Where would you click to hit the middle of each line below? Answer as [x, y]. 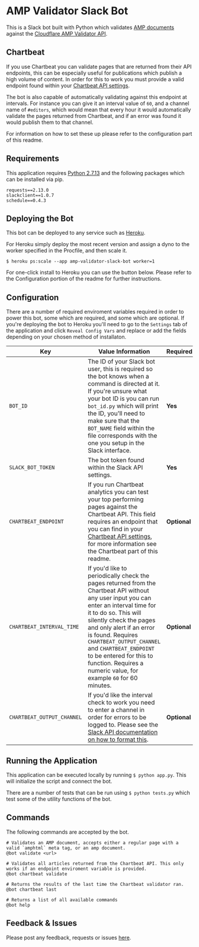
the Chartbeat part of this [123, 551]
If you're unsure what [117, 391]
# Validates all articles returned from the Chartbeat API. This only [95, 863]
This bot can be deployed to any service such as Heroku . [76, 233]
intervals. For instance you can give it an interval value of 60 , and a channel [98, 103]
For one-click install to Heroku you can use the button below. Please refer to [99, 272]
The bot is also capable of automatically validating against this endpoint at [97, 97]
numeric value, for [113, 671]
